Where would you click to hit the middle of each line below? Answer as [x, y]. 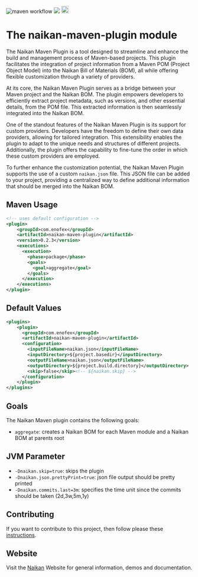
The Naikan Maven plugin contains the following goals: [73, 420]
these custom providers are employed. [53, 156]
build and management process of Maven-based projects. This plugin [91, 58]
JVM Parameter [35, 457]
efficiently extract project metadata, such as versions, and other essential [95, 100]
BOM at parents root [39, 438]
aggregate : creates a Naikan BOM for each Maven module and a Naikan [102, 432]
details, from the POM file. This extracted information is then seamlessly [94, 107]
